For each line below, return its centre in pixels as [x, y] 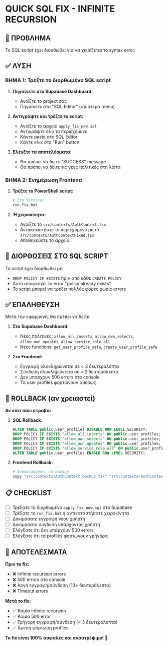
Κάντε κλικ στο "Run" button [50, 142]
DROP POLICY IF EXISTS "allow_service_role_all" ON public [75, 448]
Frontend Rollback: [33, 463]
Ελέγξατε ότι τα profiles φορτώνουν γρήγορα [60, 536]
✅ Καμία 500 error [32, 617]
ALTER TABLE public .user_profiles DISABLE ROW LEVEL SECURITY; [80, 430]
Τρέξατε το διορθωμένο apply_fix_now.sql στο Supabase [72, 507]
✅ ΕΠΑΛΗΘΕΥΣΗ [33, 305]
